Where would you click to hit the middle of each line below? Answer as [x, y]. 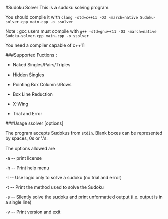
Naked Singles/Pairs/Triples [41, 65]
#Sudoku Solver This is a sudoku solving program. [58, 7]
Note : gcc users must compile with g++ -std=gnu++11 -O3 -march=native [81, 31]
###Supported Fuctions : [31, 55]
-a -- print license [23, 158]
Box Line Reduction [33, 94]
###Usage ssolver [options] [34, 123]
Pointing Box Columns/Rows [42, 84]
